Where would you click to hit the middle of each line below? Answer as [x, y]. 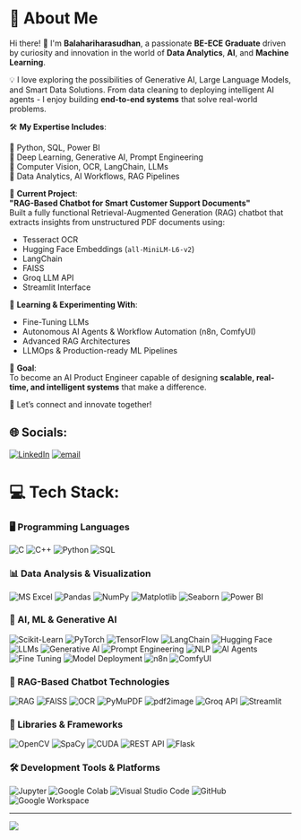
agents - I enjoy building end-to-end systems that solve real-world [133, 99]
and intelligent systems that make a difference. [118, 387]
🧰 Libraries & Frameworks [66, 724]
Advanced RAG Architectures [76, 341]
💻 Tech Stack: [64, 492]
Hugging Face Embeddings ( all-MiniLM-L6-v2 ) [108, 249]
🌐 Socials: [39, 433]
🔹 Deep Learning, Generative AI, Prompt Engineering [106, 157]
